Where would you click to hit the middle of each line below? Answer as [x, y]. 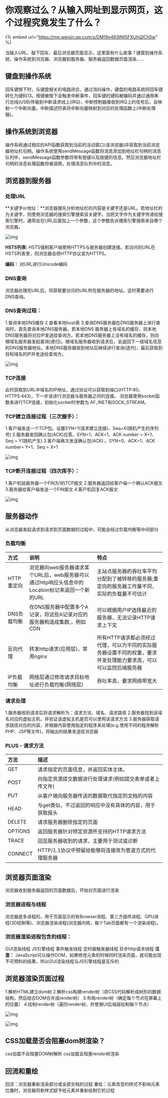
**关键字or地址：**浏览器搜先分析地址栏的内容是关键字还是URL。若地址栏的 [84, 208]
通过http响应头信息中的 [56, 582]
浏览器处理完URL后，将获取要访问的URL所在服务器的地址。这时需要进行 [79, 290]
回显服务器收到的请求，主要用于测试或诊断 [87, 841]
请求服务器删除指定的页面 [67, 822]
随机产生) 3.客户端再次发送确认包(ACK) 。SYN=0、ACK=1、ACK [89, 441]
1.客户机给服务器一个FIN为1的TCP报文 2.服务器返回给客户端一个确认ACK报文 [84, 483]
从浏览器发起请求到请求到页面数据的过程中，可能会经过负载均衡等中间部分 [82, 529]
